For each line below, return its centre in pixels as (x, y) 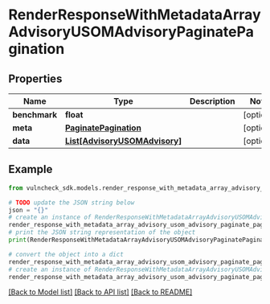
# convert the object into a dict (66, 254)
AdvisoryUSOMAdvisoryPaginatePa (131, 32)
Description (212, 101)
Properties (35, 78)
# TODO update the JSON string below (72, 203)
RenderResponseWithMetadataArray (135, 15)
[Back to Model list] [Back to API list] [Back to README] (100, 292)
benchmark (35, 115)
